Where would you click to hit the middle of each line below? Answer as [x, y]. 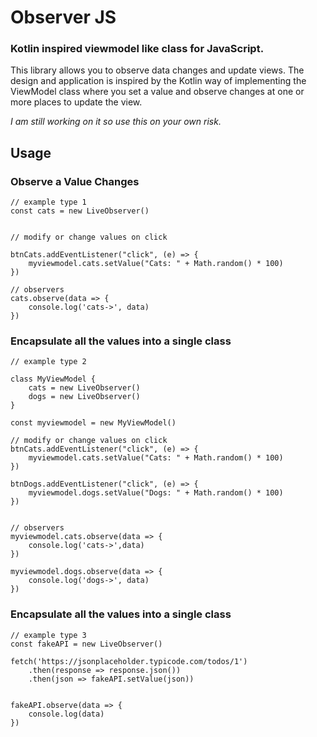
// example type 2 [48, 362]
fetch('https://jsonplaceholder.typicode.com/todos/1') [129, 661]
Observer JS [63, 17]
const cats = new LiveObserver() [80, 211]
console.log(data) [66, 714]
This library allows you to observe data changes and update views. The [157, 70]
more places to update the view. [76, 102]
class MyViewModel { [53, 379]
